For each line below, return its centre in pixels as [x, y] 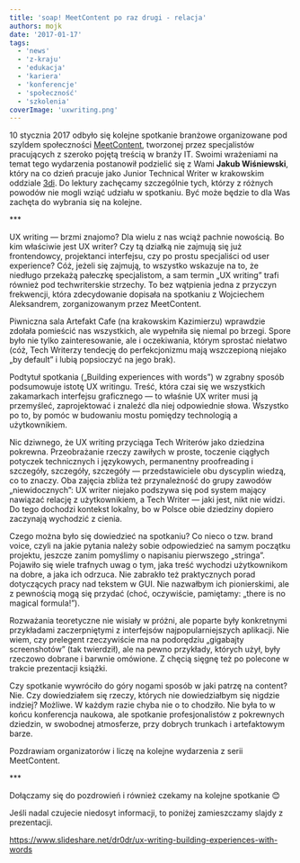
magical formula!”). [45, 603]
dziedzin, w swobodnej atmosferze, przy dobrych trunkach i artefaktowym [147, 724]
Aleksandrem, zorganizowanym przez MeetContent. [106, 304]
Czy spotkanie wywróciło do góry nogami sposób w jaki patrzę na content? [148, 686]
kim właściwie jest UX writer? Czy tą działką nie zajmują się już [126, 247]
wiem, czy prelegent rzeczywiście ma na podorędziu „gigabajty [127, 640]
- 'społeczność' [48, 93]
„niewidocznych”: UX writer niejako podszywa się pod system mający [138, 490]
